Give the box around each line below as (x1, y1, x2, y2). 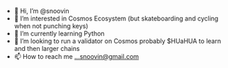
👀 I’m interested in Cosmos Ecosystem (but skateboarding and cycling (13, 14, 219, 23)
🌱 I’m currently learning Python (13, 29, 105, 38)
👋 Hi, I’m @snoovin (13, 7, 69, 15)
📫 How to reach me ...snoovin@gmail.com (13, 52, 139, 60)
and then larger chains (13, 45, 80, 52)
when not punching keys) (13, 22, 89, 30)
